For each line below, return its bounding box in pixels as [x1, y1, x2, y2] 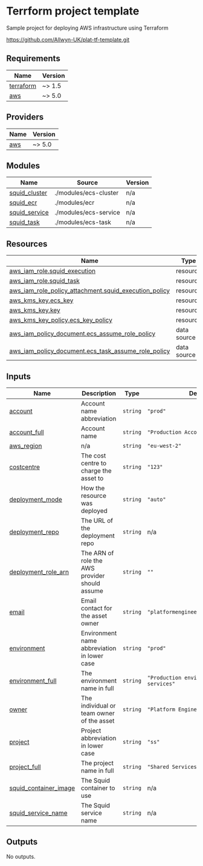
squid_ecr [9, 198, 37, 207]
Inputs [6, 371, 31, 381]
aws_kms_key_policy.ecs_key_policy [9, 316, 113, 325]
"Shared [147, 763, 169, 770]
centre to [80, 459, 107, 467]
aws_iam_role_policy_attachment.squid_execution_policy [9, 286, 170, 295]
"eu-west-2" [147, 442, 182, 449]
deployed [80, 506, 108, 515]
